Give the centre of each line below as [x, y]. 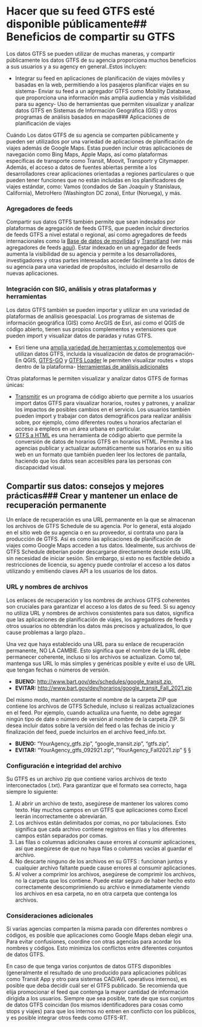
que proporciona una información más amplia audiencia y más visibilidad [105, 97]
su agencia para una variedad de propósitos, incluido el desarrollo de [92, 267]
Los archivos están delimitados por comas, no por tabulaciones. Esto [101, 822]
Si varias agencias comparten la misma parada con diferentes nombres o [97, 929]
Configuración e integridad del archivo [64, 765]
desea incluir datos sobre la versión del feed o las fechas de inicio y [90, 725]
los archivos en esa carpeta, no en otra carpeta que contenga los [96, 893]
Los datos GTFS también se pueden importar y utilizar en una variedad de [98, 309]
